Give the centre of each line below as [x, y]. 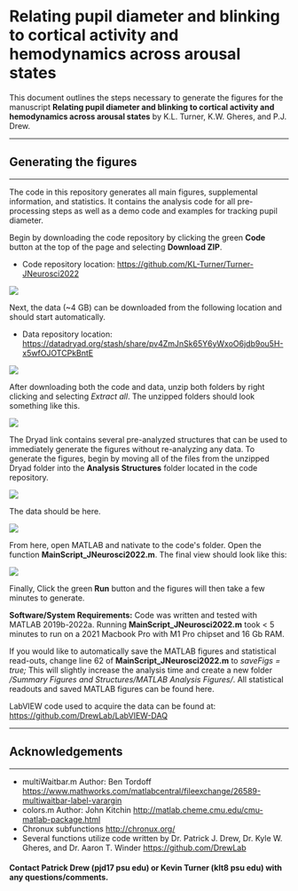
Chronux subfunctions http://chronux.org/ [98, 829]
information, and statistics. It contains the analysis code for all [122, 201]
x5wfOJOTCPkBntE [58, 353]
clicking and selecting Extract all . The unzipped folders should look [132, 396]
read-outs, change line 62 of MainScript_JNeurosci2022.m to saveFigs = [145, 660]
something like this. [45, 405]
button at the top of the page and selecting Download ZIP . [116, 247]
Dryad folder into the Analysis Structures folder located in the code [133, 467]
